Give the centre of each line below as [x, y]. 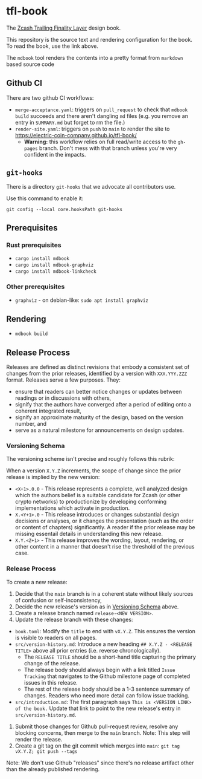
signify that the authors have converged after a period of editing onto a [103, 405]
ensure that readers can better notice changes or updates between [98, 392]
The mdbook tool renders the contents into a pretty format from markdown [95, 57]
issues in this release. [51, 682]
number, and [31, 424]
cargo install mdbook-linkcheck [55, 272]
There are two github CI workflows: [50, 97]
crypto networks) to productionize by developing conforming [91, 502]
